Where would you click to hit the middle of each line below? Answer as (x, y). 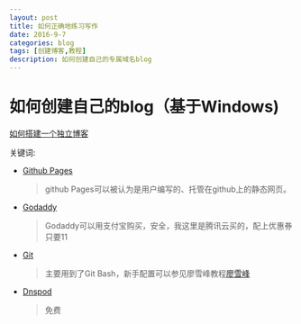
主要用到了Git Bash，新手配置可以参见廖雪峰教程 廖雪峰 (147, 273)
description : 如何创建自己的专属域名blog (81, 59)
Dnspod (37, 291)
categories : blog (42, 43)
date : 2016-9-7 (38, 34)
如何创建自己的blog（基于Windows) (144, 107)
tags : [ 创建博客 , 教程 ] (48, 51)
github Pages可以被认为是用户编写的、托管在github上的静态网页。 (168, 189)
